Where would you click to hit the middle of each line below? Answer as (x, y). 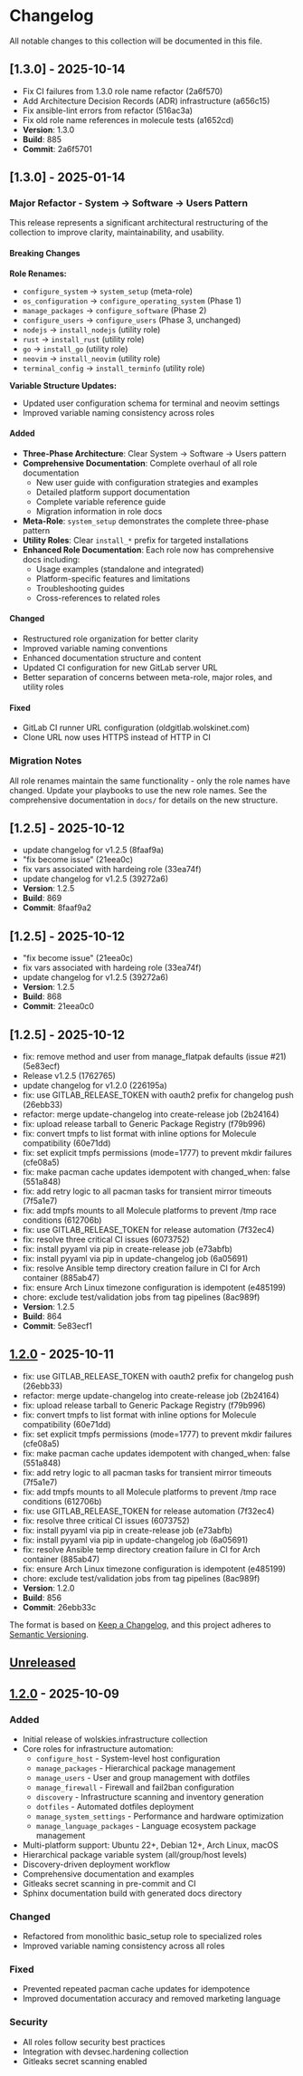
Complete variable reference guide (101, 501)
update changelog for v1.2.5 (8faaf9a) (93, 850)
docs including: (51, 559)
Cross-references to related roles (98, 598)
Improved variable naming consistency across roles (118, 412)
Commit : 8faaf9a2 (57, 908)
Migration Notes (46, 761)
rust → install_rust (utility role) (83, 339)
